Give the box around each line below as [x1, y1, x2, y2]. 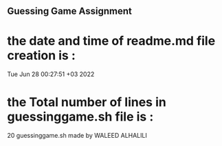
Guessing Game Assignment [7, 5, 132, 17]
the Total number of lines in [7, 94, 166, 110]
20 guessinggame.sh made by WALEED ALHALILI [7, 132, 148, 140]
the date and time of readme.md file [7, 33, 216, 49]
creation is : [7, 47, 76, 63]
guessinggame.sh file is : [7, 109, 154, 124]
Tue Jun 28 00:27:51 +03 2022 [7, 70, 95, 78]
